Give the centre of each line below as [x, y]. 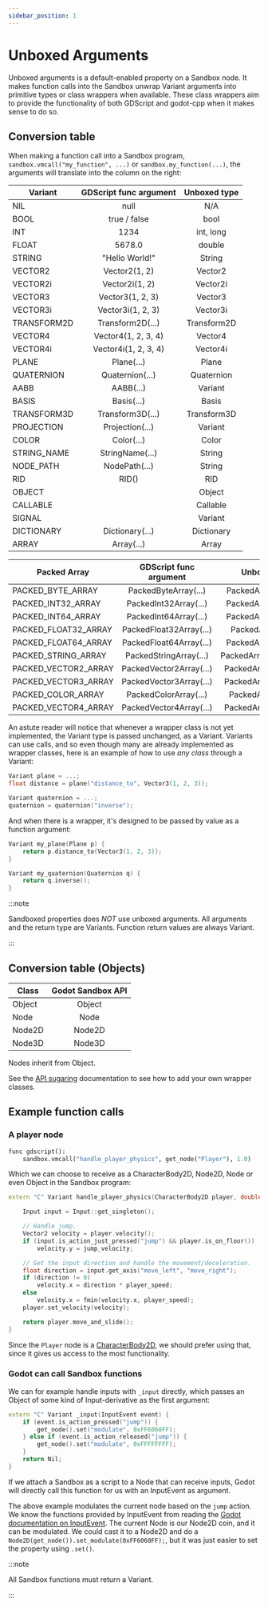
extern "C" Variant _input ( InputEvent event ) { [89, 1414]
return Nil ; [42, 1460]
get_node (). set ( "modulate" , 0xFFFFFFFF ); [107, 1444]
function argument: [40, 829]
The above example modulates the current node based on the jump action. [130, 1506]
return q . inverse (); [57, 881]
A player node [36, 1135]
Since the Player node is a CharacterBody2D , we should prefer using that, [130, 1344]
